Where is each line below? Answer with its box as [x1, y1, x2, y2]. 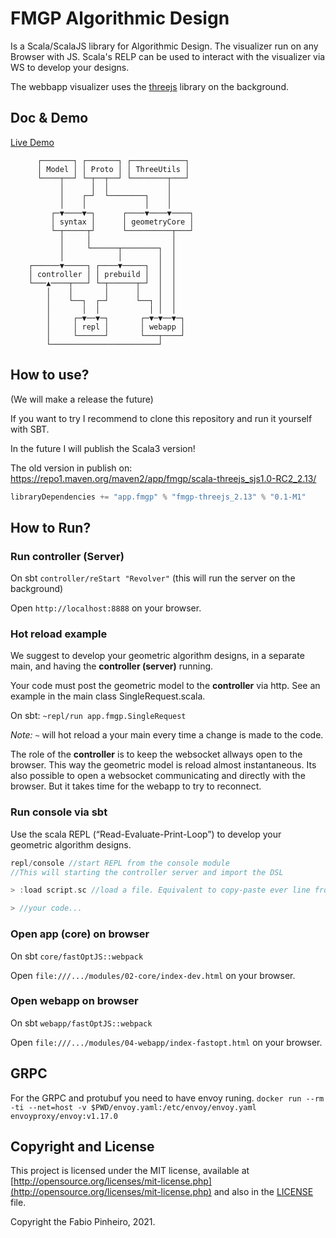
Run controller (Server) [10, 549, 125, 563]
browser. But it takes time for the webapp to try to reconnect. [10, 780, 262, 792]
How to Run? [10, 519, 92, 536]
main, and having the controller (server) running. [10, 660, 214, 672]
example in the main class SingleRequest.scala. [10, 690, 206, 702]
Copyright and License [10, 1138, 155, 1156]
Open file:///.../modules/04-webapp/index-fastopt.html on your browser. [10, 1036, 323, 1048]
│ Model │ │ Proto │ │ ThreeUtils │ [36, 164, 190, 174]
